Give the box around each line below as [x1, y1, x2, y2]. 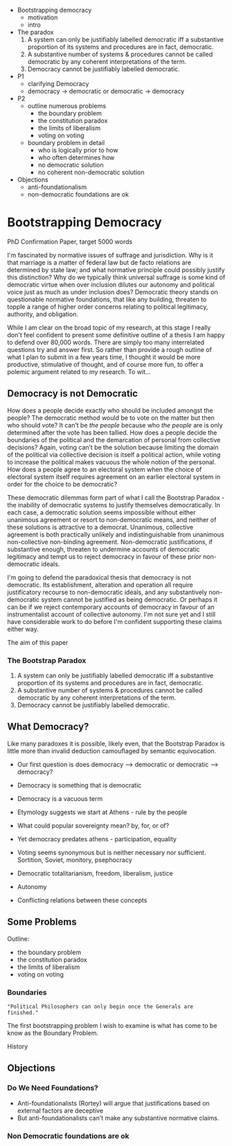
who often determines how [37, 153, 115, 162]
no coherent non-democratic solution [37, 168, 145, 176]
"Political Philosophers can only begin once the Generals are [7, 1003, 194, 1010]
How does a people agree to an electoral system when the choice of [7, 465, 202, 473]
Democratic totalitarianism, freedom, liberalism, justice [17, 869, 173, 877]
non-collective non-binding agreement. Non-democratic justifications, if [7, 537, 213, 546]
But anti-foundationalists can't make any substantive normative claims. [17, 1113, 220, 1122]
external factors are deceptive [17, 1106, 104, 1115]
